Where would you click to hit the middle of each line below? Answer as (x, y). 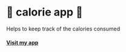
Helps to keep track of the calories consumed (63, 29)
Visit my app (22, 42)
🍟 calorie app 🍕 (45, 12)
